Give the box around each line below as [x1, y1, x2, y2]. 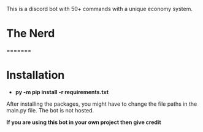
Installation [6, 68, 65, 82]
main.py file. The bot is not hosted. [6, 106, 94, 114]
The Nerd [6, 27, 55, 40]
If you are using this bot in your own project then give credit [6, 119, 161, 126]
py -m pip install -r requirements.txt [15, 88, 109, 95]
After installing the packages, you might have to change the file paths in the [6, 100, 197, 108]
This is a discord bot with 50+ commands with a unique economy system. [6, 5, 193, 12]
